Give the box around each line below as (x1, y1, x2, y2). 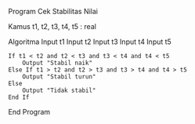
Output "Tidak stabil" (22, 86, 96, 94)
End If (8, 93, 30, 101)
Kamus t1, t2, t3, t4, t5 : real (8, 22, 96, 31)
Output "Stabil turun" (22, 73, 96, 81)
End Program (8, 108, 51, 116)
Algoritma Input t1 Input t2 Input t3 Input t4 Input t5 (8, 37, 172, 46)
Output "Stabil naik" (22, 59, 92, 67)
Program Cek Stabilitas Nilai (8, 7, 98, 16)
